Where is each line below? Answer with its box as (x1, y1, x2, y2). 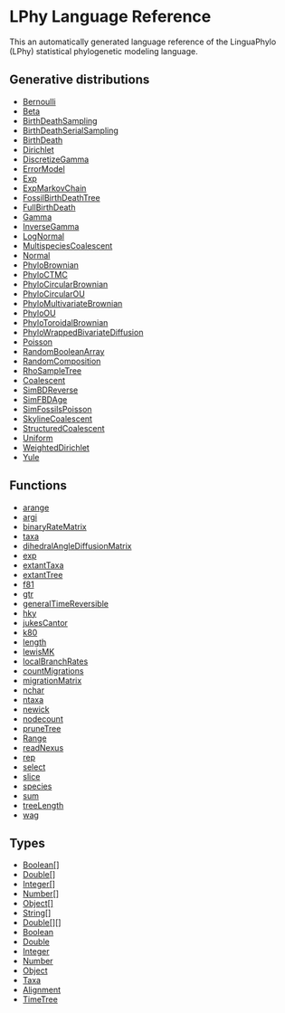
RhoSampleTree (22, 364, 82, 376)
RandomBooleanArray (22, 346, 105, 356)
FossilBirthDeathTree (22, 192, 101, 203)
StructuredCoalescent (22, 422, 106, 433)
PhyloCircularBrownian (22, 279, 109, 289)
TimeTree (22, 994, 59, 1005)
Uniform (22, 432, 53, 443)
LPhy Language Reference (9, 6, 212, 27)
